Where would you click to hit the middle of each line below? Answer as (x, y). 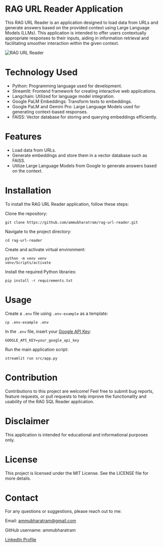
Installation (28, 191)
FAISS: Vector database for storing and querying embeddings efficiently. (85, 117)
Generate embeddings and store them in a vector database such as (80, 155)
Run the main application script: (37, 349)
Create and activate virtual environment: (45, 249)
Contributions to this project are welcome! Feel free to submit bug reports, (79, 391)
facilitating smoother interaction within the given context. (62, 43)
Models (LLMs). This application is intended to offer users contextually (76, 33)
